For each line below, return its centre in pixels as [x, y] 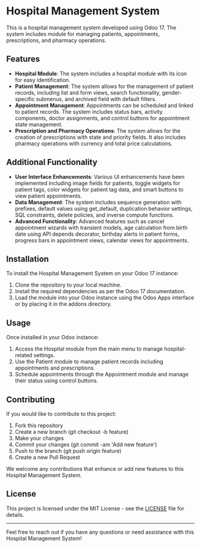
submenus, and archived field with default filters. [96, 99]
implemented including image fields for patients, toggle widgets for [98, 183]
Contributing [31, 399]
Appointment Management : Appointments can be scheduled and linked [104, 105]
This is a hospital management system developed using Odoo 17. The [91, 28]
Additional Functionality [52, 162]
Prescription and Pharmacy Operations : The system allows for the [98, 130]
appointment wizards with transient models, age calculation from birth [101, 227]
